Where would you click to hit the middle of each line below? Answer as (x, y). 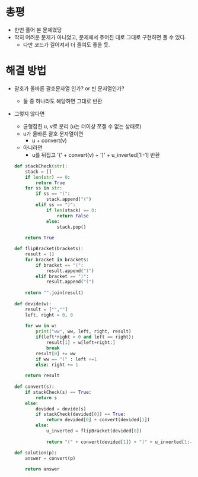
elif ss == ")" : (56, 205)
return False (73, 216)
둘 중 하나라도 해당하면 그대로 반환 (63, 101)
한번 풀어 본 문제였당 (38, 30)
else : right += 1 (57, 365)
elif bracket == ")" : (63, 276)
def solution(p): (36, 453)
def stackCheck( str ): (41, 166)
